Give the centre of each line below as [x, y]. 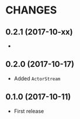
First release [29, 111]
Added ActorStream [37, 78]
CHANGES [31, 10]
